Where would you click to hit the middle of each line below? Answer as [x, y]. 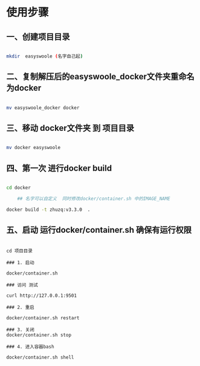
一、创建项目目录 [38, 37]
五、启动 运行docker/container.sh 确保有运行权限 [99, 230]
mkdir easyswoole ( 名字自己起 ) [45, 56]
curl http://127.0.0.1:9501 [42, 295]
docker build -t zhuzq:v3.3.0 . [48, 210]
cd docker [19, 188]
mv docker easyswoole [34, 148]
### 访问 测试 [22, 285]
